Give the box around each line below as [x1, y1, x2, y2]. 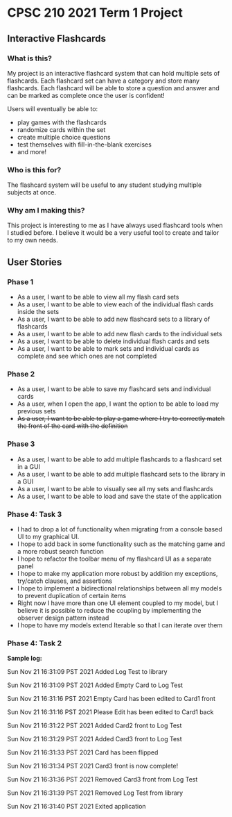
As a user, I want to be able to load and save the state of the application [17, 492, 222, 500]
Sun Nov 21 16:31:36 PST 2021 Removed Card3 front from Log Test [7, 775, 198, 784]
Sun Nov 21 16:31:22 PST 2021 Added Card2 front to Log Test [7, 721, 182, 730]
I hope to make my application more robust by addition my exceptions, [17, 570, 218, 578]
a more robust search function [17, 547, 104, 556]
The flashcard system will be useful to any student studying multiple [7, 181, 202, 189]
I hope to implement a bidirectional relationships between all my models [17, 584, 222, 593]
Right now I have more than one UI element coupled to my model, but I [17, 599, 219, 607]
